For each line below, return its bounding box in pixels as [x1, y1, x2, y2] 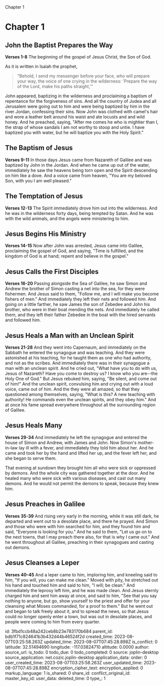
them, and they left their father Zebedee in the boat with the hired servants [5, 312, 156, 318]
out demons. [5, 544, 31, 550]
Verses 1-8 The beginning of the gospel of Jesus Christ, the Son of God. [5, 54, 152, 60]
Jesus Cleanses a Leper [5, 559, 80, 567]
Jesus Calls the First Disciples [5, 268, 99, 276]
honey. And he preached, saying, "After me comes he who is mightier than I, [5, 119, 159, 125]
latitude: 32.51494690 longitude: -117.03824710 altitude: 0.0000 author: [5, 644, 149, 650]
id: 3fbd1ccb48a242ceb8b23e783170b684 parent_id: [5, 628, 113, 634]
